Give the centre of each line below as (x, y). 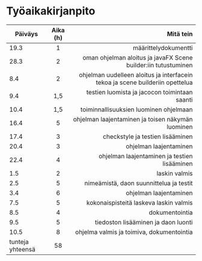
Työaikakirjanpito (51, 11)
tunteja (19, 242)
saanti (184, 99)
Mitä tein (180, 34)
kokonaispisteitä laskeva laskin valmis (139, 203)
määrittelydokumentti (163, 48)
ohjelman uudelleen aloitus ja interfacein (136, 75)
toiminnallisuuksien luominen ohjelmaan (136, 109)
